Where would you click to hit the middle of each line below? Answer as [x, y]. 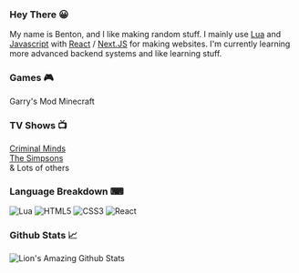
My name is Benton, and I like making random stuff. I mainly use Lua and [145, 35]
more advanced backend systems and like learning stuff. [116, 54]
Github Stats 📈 [43, 236]
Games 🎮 [32, 78]
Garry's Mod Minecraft [52, 101]
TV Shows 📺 [39, 125]
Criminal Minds [38, 148]
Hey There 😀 [39, 15]
